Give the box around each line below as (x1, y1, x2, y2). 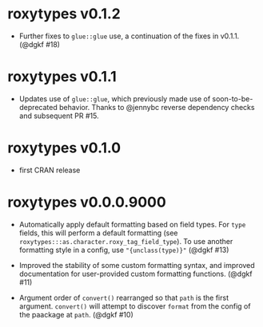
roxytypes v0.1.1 (7, 68, 117, 86)
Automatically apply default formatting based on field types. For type (18, 219, 246, 229)
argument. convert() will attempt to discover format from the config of (18, 301, 251, 311)
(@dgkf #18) (18, 39, 61, 49)
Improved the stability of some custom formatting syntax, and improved (18, 260, 255, 270)
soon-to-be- (212, 93, 253, 104)
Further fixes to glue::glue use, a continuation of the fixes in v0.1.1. (18, 31, 240, 41)
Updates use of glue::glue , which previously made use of (18, 93, 211, 104)
